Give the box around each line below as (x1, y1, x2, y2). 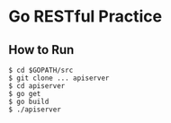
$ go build (8, 97, 49, 106)
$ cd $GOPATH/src (8, 66, 74, 75)
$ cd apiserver (8, 82, 66, 91)
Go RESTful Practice (8, 6, 163, 27)
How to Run (8, 42, 75, 57)
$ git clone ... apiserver (8, 74, 110, 83)
